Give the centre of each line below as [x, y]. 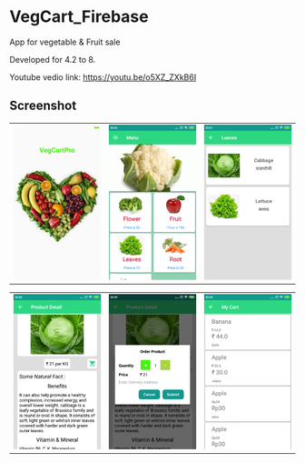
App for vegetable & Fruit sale [65, 42]
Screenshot [43, 106]
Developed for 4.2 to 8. [53, 59]
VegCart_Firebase [79, 17]
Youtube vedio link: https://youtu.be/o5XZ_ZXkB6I [103, 77]
